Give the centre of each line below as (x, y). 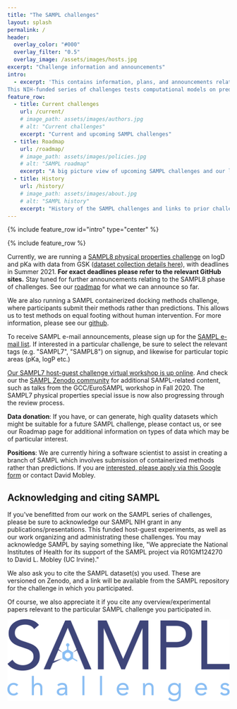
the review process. (36, 403)
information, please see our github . (58, 323)
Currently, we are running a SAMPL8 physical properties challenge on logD (116, 257)
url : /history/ (42, 186)
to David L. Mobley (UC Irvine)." (53, 560)
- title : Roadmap (39, 141)
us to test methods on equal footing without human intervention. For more (114, 316)
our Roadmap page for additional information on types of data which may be (118, 431)
